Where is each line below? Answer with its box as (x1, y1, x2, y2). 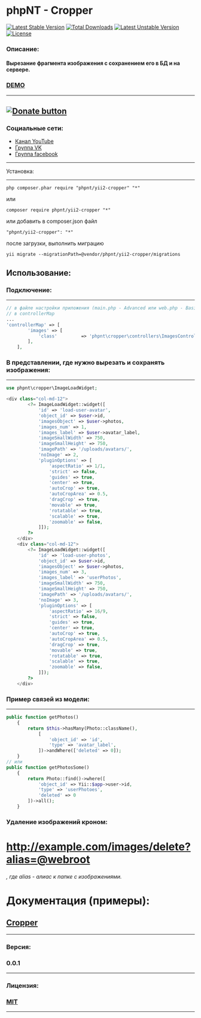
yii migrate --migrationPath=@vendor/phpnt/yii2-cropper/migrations (6, 252, 181, 258)
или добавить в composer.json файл (6, 217, 98, 225)
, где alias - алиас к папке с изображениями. (6, 873, 122, 880)
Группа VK (14, 144, 42, 151)
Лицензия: (6, 981, 39, 990)
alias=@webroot (6, 853, 90, 867)
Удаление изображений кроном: (6, 817, 108, 826)
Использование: (6, 268, 71, 278)
